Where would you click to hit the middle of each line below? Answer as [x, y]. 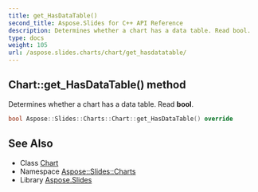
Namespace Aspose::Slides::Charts [78, 171]
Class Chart [39, 163]
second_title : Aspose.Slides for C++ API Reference [96, 23]
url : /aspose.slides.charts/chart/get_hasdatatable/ [98, 53]
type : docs [26, 38]
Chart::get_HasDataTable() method [97, 85]
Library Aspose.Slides [56, 179]
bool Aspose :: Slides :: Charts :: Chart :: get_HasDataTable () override [121, 119]
